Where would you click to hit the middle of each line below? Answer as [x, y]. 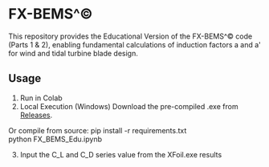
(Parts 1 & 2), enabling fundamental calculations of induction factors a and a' [134, 44]
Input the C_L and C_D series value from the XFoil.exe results [121, 154]
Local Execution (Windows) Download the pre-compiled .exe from [129, 106]
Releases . [36, 115]
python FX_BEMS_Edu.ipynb [55, 139]
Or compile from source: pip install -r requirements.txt [98, 130]
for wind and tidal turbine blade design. [73, 53]
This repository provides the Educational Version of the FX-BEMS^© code [130, 36]
